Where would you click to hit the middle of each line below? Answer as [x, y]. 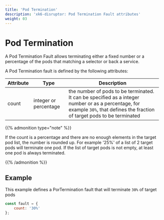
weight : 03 [16, 19]
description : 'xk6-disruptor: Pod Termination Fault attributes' [73, 14]
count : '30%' [27, 208]
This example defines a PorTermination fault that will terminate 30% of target [81, 190]
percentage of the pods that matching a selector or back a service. [72, 62]
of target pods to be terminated [104, 116]
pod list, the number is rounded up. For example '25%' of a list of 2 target [79, 143]
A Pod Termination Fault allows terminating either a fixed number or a [75, 56]
